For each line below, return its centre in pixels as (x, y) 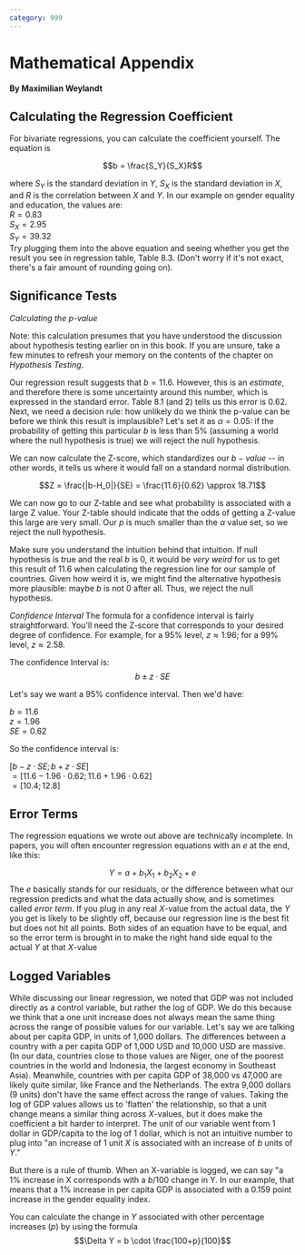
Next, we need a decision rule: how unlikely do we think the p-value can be (150, 411)
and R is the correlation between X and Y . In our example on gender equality (152, 196)
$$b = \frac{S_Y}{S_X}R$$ (152, 166)
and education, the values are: (66, 205)
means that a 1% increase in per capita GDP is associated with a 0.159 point (151, 1189)
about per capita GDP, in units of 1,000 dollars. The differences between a (148, 1037)
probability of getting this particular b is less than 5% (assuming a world (144, 430)
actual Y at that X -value (54, 947)
